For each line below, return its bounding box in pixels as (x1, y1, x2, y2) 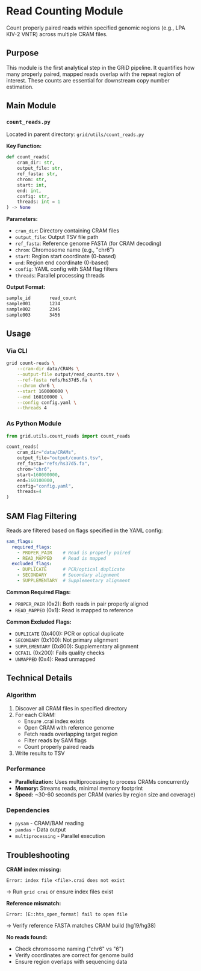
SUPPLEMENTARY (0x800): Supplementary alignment (14, 642, 139, 650)
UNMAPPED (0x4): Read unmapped (14, 655, 96, 663)
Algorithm (6, 691, 37, 700)
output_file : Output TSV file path (14, 234, 99, 241)
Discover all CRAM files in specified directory (14, 704, 128, 712)
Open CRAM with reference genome (23, 724, 114, 731)
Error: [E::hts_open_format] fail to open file (6, 911, 128, 917)
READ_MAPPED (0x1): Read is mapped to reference (14, 606, 134, 613)
